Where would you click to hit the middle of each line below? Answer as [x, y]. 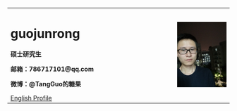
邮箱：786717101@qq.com [52, 69]
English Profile [31, 98]
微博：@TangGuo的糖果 [46, 84]
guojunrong [45, 33]
